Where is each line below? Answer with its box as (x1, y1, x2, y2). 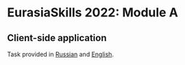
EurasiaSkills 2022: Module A (7, 5, 178, 21)
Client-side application (7, 32, 107, 44)
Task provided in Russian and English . (7, 50, 114, 58)
